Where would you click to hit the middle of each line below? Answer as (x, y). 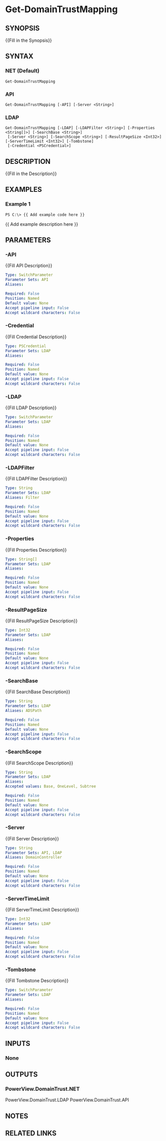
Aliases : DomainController (34, 858)
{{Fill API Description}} (29, 266)
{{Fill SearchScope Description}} (39, 763)
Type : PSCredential (26, 346)
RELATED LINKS (31, 1133)
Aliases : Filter (22, 498)
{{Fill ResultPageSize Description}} (41, 621)
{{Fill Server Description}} (32, 839)
